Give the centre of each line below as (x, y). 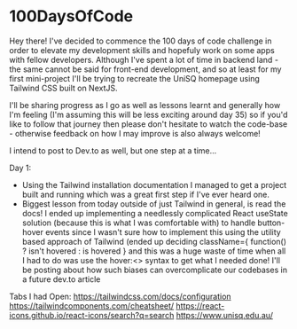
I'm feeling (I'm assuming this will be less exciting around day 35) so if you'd (148, 114)
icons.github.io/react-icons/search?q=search (92, 315)
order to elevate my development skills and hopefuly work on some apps (142, 50)
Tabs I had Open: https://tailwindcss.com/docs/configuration (121, 296)
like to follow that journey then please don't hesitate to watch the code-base (148, 124)
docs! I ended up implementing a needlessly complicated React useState (155, 213)
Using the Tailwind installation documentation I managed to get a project (154, 184)
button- (271, 223)
